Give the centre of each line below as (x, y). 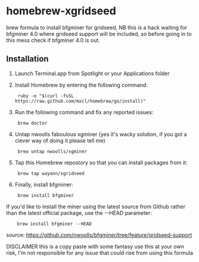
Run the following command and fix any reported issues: (84, 112)
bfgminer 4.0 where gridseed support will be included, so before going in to (99, 33)
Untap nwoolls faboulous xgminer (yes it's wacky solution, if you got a (101, 134)
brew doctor (32, 123)
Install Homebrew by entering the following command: (81, 85)
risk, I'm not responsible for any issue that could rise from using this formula (100, 252)
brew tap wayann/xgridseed (51, 173)
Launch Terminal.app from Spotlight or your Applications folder (92, 73)
